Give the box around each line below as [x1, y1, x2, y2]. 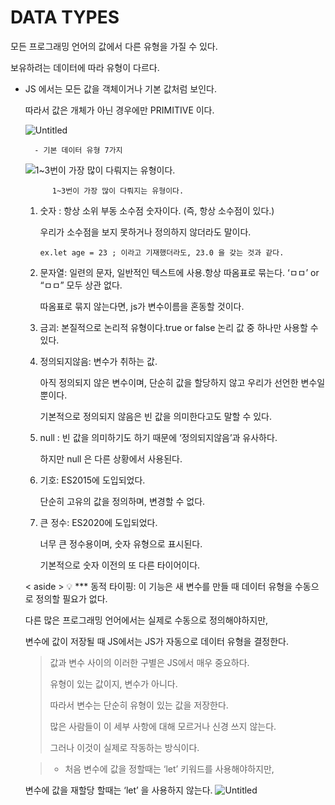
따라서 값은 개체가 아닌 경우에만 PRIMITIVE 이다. [24, 104, 215, 116]
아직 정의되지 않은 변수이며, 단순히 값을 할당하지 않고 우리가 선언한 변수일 [39, 376, 326, 388]
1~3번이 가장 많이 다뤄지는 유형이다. [51, 186, 185, 196]
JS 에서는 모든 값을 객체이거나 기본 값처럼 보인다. [24, 82, 217, 95]
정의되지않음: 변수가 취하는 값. [39, 355, 158, 367]
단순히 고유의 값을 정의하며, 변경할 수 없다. [39, 495, 206, 507]
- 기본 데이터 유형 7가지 [34, 145, 123, 155]
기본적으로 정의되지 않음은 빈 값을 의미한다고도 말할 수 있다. [39, 410, 273, 422]
